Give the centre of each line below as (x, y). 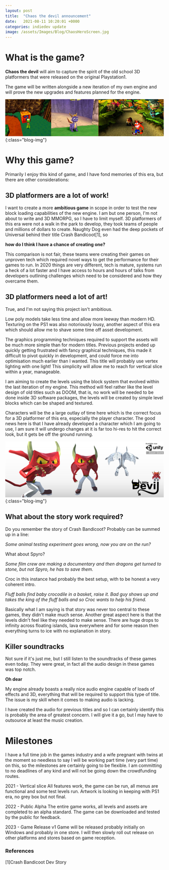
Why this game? (40, 161)
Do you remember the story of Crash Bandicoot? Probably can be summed (82, 529)
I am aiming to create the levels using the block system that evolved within (82, 381)
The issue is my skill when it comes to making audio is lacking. (70, 700)
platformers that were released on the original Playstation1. (66, 77)
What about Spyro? (25, 554)
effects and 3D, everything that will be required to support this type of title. (82, 695)
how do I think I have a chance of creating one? (55, 244)
